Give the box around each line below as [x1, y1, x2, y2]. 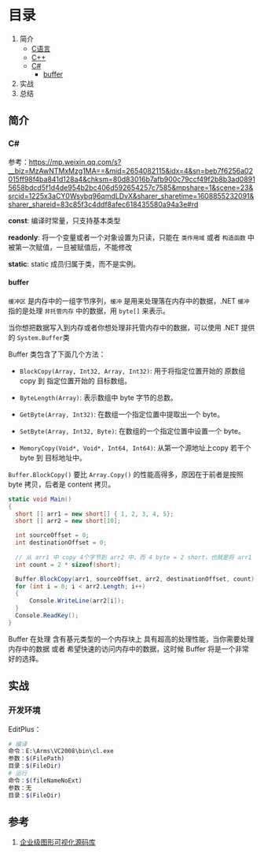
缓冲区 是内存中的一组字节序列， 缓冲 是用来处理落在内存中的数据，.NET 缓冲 [8, 296, 250, 305]
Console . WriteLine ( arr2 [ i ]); [28, 597, 125, 605]
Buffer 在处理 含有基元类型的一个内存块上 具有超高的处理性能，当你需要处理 [8, 634, 255, 643]
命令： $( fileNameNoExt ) [8, 777, 82, 785]
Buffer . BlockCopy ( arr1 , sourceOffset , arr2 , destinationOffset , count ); [15, 575, 258, 583]
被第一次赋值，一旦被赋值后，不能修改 [8, 242, 132, 252]
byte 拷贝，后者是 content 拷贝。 [8, 479, 115, 489]
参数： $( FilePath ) [8, 755, 65, 763]
